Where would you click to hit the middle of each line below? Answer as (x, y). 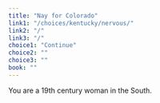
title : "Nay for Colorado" (53, 16)
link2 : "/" (26, 30)
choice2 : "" (28, 53)
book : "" (23, 68)
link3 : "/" (26, 38)
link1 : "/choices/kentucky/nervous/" (71, 23)
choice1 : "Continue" (43, 46)
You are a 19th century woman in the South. (80, 90)
